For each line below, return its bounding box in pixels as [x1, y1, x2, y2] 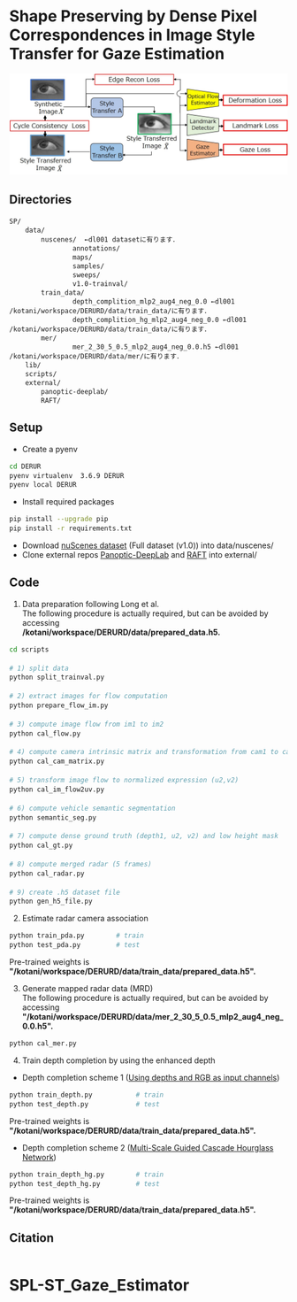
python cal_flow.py [9, 728, 81, 738]
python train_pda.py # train [9, 931, 144, 940]
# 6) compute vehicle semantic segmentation [9, 804, 176, 813]
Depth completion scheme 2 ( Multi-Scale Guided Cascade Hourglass [21, 1142, 274, 1152]
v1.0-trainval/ [72, 279, 128, 289]
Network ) [21, 1152, 57, 1162]
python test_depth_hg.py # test [9, 1179, 161, 1188]
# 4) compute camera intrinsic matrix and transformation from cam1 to [9, 748, 278, 757]
